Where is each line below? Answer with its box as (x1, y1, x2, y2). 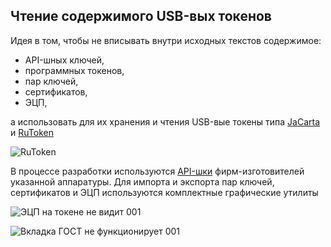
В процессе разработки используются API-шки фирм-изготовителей (10, 165, 305, 177)
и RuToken (10, 126, 54, 138)
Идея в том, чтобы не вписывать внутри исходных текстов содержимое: (10, 34, 322, 46)
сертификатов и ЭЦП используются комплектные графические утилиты (10, 186, 319, 198)
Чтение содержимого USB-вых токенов (10, 8, 272, 25)
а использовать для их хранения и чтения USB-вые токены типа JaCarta (10, 115, 321, 128)
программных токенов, (24, 64, 125, 76)
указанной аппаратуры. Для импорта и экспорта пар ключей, (10, 175, 275, 188)
